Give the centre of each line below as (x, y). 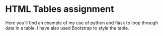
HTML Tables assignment (60, 9)
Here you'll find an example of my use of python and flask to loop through (82, 23)
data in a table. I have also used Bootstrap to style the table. (67, 28)
